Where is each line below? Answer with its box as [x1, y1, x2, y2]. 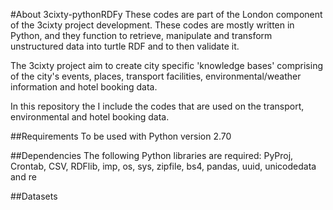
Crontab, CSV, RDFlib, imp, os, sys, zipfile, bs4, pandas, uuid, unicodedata [10, 160, 317, 172]
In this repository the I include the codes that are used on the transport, [10, 100, 305, 112]
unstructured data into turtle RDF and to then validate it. [10, 40, 240, 52]
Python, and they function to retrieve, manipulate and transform [10, 30, 273, 41]
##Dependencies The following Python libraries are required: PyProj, [10, 150, 294, 161]
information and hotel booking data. [10, 81, 158, 93]
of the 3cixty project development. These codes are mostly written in [10, 19, 295, 31]
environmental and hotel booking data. [10, 111, 170, 123]
